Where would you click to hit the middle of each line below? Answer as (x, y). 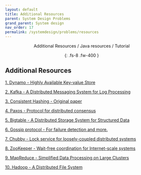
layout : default (21, 9)
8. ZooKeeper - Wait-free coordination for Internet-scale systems (70, 148)
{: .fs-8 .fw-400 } (82, 55)
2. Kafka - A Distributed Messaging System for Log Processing (68, 92)
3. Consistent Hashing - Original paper (44, 101)
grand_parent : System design (35, 23)
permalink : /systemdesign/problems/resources (52, 32)
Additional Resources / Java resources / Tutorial (82, 46)
